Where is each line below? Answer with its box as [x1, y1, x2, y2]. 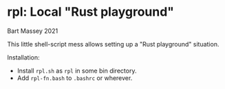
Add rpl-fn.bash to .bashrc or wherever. [17, 73, 133, 82]
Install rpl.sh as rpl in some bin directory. [17, 66, 137, 75]
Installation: [7, 53, 40, 62]
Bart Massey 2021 [7, 27, 58, 35]
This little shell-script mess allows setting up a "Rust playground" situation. [7, 40, 219, 48]
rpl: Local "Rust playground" [7, 4, 174, 20]
